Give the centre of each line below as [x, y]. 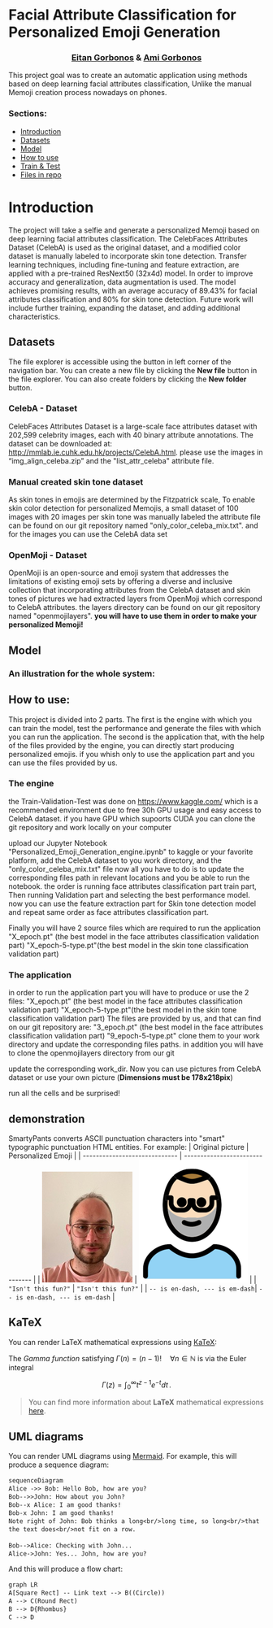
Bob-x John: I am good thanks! [61, 1513]
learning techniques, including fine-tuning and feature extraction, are [124, 264]
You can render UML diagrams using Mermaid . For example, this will [123, 1456]
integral [21, 1367]
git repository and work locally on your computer [90, 827]
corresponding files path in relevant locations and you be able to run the [129, 877]
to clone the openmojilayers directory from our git [91, 1053]
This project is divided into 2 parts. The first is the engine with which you [130, 719]
